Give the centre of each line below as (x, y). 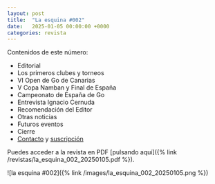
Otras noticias (37, 117)
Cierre (26, 132)
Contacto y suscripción (50, 139)
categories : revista (37, 33)
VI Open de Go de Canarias (56, 81)
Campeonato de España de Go (61, 95)
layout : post (26, 13)
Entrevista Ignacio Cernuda (56, 102)
